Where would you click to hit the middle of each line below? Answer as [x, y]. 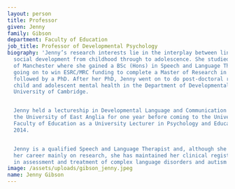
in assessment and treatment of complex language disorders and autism [120, 162]
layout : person [29, 14]
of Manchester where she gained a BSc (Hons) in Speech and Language [117, 66]
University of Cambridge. [51, 92]
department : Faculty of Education [58, 40]
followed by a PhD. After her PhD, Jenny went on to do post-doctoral [119, 79]
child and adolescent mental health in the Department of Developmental [122, 85]
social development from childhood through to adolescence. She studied [122, 59]
